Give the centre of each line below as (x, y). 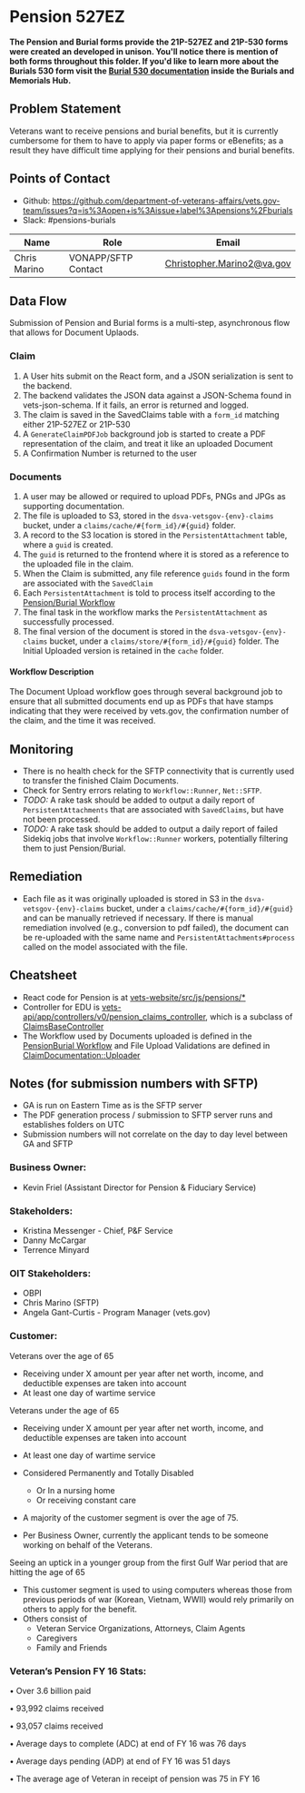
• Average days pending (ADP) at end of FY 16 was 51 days (120, 1761)
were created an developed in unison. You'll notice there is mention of (144, 51)
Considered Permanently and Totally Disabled (108, 1473)
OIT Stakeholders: (50, 1273)
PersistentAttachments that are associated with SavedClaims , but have (153, 809)
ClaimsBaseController (63, 1026)
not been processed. (61, 819)
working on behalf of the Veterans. (87, 1544)
